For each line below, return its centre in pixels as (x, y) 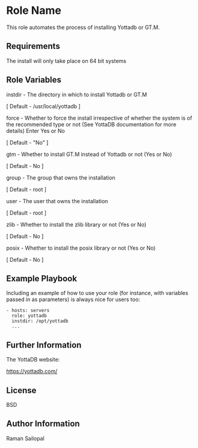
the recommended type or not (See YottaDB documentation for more (91, 124)
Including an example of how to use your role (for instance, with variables (97, 293)
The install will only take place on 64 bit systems (66, 60)
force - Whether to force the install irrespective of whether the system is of (99, 118)
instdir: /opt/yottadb (40, 321)
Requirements (33, 46)
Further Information (44, 345)
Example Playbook (42, 278)
